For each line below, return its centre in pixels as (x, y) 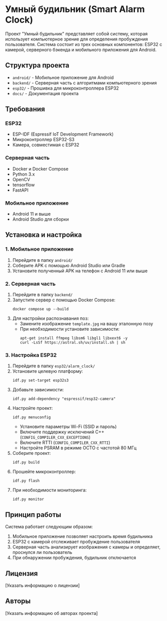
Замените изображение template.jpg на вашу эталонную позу (86, 324)
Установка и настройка (43, 235)
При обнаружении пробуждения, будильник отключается (74, 558)
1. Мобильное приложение (39, 249)
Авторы (18, 601)
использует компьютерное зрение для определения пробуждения (77, 39)
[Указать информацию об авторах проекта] (51, 613)
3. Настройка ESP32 (31, 355)
